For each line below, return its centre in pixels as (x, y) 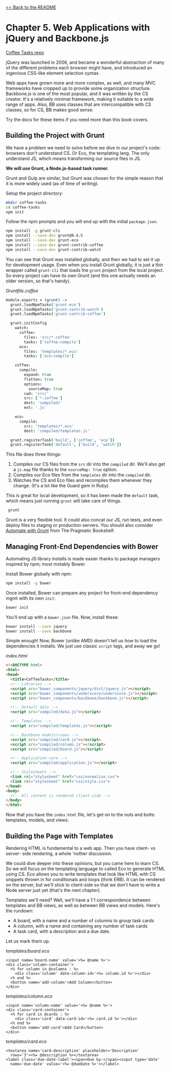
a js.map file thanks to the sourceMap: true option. (65, 470)
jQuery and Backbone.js (57, 39)
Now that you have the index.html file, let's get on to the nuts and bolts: (81, 815)
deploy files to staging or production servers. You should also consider (79, 525)
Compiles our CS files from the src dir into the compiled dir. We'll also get (89, 464)
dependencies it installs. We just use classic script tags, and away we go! (83, 646)
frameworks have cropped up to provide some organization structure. (78, 88)
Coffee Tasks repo (25, 52)
